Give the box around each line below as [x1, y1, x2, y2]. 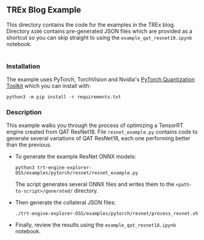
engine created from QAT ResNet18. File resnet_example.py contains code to [6, 128, 198, 135]
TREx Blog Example [6, 5, 82, 15]
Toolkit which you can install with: [6, 82, 91, 90]
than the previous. [6, 141, 52, 148]
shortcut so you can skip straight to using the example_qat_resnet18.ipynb [6, 33, 192, 41]
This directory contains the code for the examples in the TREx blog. [6, 21, 175, 28]
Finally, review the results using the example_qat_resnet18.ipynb [15, 221, 177, 228]
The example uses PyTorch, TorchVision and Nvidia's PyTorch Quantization [6, 76, 195, 83]
